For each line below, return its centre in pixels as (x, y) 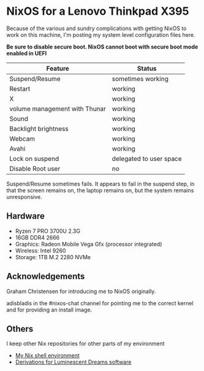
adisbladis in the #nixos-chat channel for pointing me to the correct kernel (100, 303)
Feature (58, 68)
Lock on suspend (34, 158)
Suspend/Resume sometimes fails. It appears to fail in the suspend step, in (100, 184)
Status (147, 68)
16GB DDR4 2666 (37, 237)
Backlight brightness (39, 128)
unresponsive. (24, 197)
